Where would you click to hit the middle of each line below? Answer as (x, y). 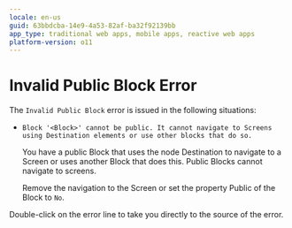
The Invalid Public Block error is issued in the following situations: (133, 110)
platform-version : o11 (51, 42)
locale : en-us (35, 17)
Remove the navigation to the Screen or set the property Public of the (149, 188)
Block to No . (43, 198)
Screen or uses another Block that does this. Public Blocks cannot (142, 162)
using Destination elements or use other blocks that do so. (137, 136)
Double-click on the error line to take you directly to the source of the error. (146, 215)
